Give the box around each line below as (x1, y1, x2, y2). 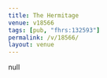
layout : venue (8, 41, 55, 49)
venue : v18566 (8, 19, 55, 27)
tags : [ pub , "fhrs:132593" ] (8, 26, 101, 34)
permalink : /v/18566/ (8, 33, 79, 42)
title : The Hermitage (8, 11, 79, 20)
